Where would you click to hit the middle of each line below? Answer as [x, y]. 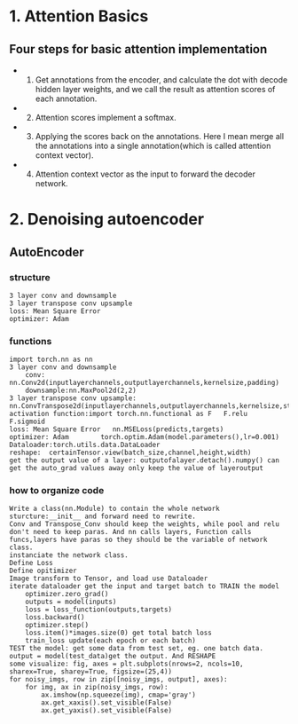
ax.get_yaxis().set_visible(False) [107, 711]
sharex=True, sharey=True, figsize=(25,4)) [91, 672]
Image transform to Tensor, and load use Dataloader [109, 578]
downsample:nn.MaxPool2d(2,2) [81, 391]
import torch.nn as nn [51, 360]
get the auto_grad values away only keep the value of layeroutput [137, 468]
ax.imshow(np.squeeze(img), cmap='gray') [119, 695]
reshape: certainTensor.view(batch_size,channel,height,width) [130, 453]
